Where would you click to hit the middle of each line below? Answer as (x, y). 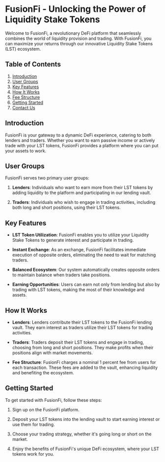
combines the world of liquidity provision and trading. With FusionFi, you (78, 38)
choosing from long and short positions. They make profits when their (83, 347)
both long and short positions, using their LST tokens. (66, 207)
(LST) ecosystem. (23, 49)
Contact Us (24, 107)
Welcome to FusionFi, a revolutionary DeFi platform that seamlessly (73, 33)
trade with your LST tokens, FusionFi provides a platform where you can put (82, 145)
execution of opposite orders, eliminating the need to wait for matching (84, 255)
